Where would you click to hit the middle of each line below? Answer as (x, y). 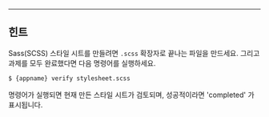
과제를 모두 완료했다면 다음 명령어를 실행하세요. (82, 63)
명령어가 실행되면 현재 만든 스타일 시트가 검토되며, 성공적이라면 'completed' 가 (131, 95)
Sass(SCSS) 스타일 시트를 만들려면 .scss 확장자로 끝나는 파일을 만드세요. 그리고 (134, 53)
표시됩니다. (26, 104)
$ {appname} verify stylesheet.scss (69, 78)
